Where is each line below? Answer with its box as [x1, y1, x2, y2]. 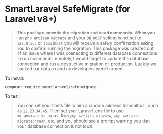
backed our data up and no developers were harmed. [17, 66, 124, 71]
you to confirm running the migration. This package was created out [17, 45, 154, 51]
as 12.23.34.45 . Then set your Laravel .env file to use [17, 108, 124, 114]
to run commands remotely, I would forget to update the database [17, 55, 149, 61]
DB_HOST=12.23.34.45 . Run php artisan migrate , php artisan [17, 113, 138, 118]
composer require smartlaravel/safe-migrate [5, 84, 97, 89]
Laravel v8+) [5, 14, 57, 25]
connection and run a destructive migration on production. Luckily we [17, 61, 157, 67]
